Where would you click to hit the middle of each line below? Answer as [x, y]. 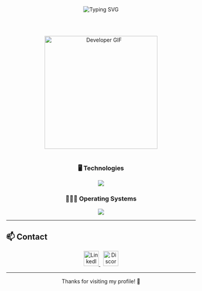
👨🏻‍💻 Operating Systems [101, 199]
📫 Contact [27, 236]
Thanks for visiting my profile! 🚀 [101, 281]
